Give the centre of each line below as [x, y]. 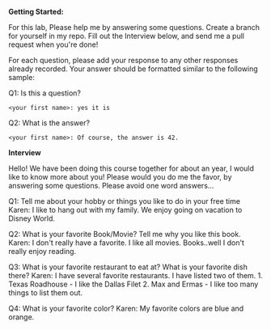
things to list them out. [46, 293]
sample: [21, 77]
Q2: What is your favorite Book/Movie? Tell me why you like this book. [125, 234]
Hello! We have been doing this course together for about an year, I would [131, 168]
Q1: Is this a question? [45, 93]
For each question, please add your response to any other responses [123, 60]
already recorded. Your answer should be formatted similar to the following [133, 69]
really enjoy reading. [42, 251]
